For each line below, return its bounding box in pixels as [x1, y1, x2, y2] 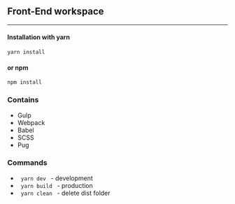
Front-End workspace [7, 6, 104, 17]
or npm [7, 63, 29, 72]
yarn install [7, 49, 45, 56]
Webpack [17, 118, 45, 126]
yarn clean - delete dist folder [20, 189, 111, 197]
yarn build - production [20, 181, 93, 189]
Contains [7, 95, 39, 105]
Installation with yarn [7, 33, 70, 41]
